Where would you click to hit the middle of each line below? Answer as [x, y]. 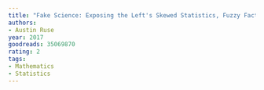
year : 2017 [26, 37]
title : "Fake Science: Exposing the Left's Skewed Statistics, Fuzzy [125, 15]
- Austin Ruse [31, 30]
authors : [22, 23]
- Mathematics [31, 67]
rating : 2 [24, 52]
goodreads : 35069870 [42, 45]
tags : [17, 59]
